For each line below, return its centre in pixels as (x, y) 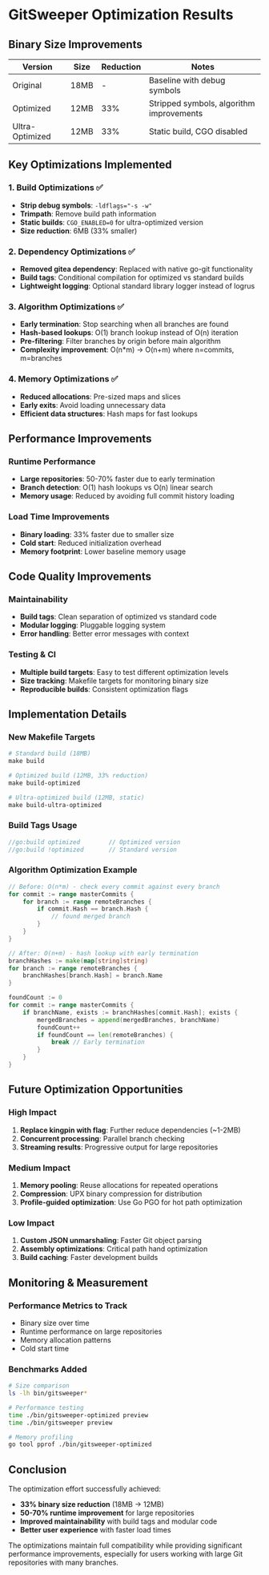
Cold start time (44, 1348)
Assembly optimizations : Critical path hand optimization (114, 1249)
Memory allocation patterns (66, 1339)
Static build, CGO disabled (199, 131)
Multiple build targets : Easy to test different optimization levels (124, 672)
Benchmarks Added (48, 1369)
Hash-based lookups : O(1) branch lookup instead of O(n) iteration (129, 333)
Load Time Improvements (59, 517)
